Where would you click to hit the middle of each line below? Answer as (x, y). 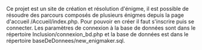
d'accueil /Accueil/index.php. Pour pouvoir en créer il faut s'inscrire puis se (100, 21)
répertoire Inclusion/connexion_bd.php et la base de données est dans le (98, 34)
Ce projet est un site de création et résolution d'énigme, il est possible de (98, 9)
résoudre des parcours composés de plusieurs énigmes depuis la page (95, 15)
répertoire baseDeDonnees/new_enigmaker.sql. (66, 41)
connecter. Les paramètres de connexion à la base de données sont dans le (101, 28)
